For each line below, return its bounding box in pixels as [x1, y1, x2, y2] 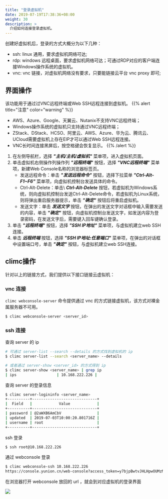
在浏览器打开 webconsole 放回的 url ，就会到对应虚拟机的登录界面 [5, 478, 141, 485]
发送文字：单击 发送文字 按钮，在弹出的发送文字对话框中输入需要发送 [19, 203, 163, 209]
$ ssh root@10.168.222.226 [5, 444, 61, 450]
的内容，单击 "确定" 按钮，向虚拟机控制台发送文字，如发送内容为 [19, 210, 154, 216]
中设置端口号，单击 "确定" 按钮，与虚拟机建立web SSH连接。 [12, 241, 140, 247]
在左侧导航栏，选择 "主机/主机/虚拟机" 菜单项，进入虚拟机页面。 [12, 153, 146, 159]
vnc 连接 [5, 285, 26, 292]
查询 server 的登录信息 [5, 382, 51, 388]
